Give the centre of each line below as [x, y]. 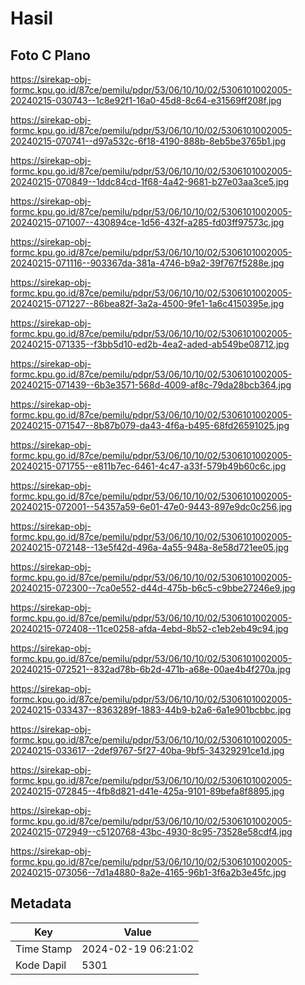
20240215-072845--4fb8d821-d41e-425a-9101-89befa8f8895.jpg [147, 791]
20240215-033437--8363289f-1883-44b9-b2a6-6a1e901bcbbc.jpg [151, 710]
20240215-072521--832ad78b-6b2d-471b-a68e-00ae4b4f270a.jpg [150, 669]
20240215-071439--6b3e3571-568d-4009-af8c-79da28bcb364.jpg [151, 385]
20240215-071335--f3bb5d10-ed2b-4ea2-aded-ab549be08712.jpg [150, 344]
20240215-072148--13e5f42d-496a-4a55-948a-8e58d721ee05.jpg [150, 547]
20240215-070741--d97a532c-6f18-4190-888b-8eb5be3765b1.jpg [148, 141]
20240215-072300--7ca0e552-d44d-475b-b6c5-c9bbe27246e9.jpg [153, 588]
